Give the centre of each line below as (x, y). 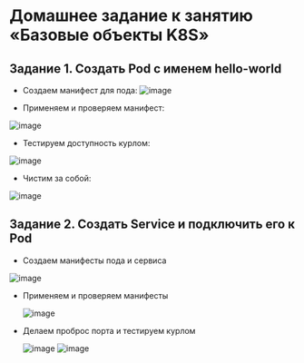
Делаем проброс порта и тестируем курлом (109, 330)
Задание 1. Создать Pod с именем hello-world (146, 69)
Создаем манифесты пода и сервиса (94, 260)
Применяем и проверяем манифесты (95, 295)
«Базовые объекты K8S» (109, 35)
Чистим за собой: (57, 178)
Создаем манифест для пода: (80, 90)
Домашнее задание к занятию (132, 16)
